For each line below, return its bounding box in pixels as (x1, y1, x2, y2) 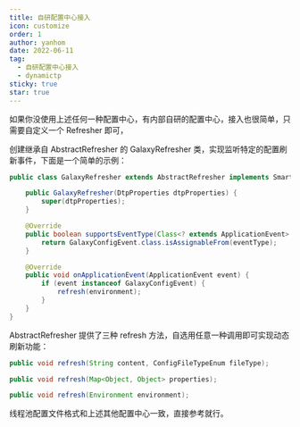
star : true (9, 88, 50, 96)
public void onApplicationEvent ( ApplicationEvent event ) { (25, 271, 250, 280)
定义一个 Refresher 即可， (32, 124, 129, 135)
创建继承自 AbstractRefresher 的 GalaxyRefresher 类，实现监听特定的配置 (9, 144, 279, 155)
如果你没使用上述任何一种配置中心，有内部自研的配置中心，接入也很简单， (9, 113, 283, 124)
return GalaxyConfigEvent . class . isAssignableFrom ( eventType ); (41, 238, 278, 247)
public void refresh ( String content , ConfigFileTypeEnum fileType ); (9, 358, 270, 367)
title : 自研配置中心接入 (9, 13, 91, 22)
